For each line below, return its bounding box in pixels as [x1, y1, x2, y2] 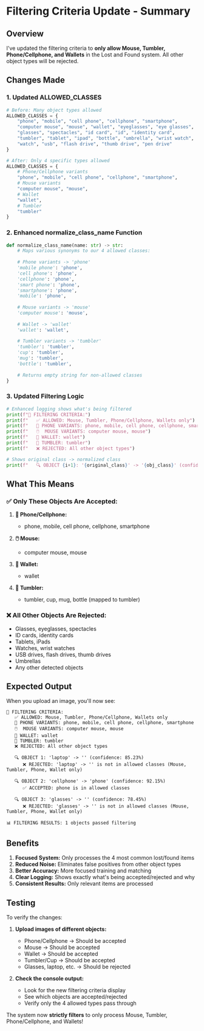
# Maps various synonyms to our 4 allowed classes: [17, 248, 151, 254]
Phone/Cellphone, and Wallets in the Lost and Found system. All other [6, 51, 184, 58]
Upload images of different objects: [15, 925, 107, 933]
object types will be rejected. [6, 58, 79, 64]
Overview [6, 29, 44, 39]
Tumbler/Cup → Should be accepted [24, 956, 115, 964]
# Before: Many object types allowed [6, 107, 102, 113]
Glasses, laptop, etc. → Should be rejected [24, 963, 131, 970]
